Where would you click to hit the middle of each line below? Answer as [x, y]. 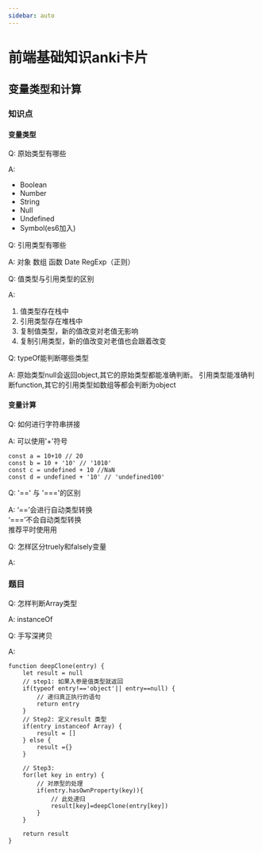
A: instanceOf [31, 619]
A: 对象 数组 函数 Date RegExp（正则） [71, 262]
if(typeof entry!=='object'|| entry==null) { [99, 688]
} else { [37, 740]
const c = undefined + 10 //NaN [62, 470]
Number [33, 193]
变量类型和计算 [45, 90]
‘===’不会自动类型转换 [45, 519]
